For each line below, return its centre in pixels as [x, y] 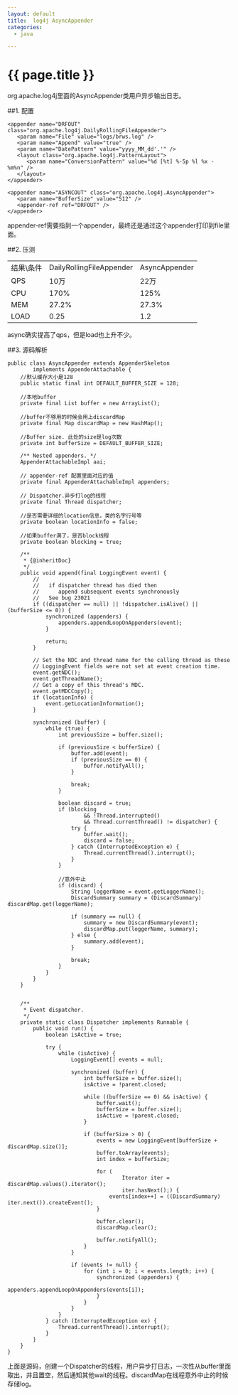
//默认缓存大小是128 [47, 378]
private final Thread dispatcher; [71, 502]
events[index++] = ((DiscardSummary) [165, 1197]
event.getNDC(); [57, 673]
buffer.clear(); [120, 1222]
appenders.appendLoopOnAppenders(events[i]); [76, 1290]
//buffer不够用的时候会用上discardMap [73, 417]
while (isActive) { [87, 1054]
